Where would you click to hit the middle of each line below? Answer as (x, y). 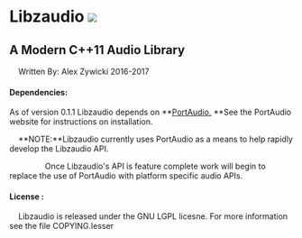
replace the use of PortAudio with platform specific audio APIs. (126, 176)
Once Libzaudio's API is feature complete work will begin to (155, 166)
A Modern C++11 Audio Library (97, 50)
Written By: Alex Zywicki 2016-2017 (83, 71)
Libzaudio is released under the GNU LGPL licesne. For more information (153, 216)
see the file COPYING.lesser (62, 226)
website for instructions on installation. (81, 122)
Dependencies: (39, 92)
